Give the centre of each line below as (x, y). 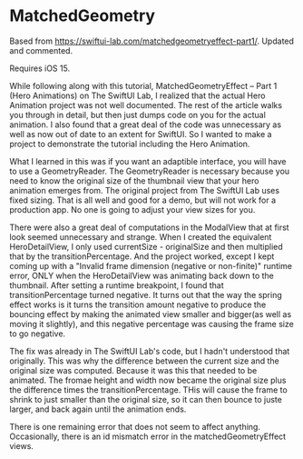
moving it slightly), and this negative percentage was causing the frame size (152, 324)
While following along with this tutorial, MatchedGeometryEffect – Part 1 (143, 85)
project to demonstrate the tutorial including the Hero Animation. (130, 144)
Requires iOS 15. (40, 68)
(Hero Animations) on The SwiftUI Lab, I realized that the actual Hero (137, 95)
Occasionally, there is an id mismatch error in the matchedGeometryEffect (148, 436)
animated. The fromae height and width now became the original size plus (148, 380)
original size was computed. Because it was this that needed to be (133, 370)
